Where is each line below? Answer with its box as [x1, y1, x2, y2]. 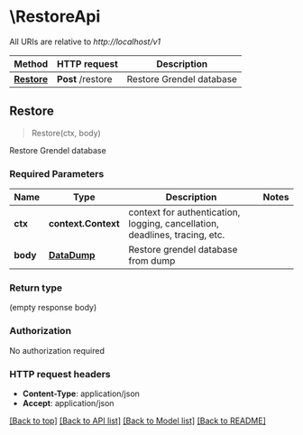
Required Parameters [9, 167, 105, 180]
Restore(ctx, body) [31, 127, 101, 138]
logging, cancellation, [128, 217, 219, 230]
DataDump [48, 249, 96, 262]
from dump [128, 255, 176, 267]
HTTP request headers [9, 367, 111, 380]
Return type [9, 282, 63, 294]
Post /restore [57, 72, 113, 85]
